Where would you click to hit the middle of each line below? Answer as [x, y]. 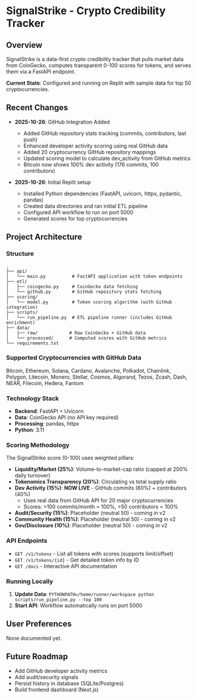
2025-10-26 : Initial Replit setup [53, 182]
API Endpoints [27, 541]
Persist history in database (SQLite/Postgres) [69, 683]
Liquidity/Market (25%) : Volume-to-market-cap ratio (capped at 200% [101, 469]
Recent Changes [37, 108]
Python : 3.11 [29, 430]
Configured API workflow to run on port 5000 [78, 212]
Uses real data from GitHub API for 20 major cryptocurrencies [98, 500]
